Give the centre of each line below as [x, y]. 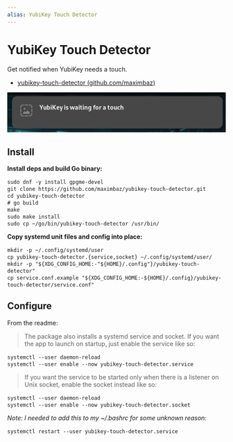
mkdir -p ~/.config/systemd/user [55, 250]
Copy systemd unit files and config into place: [75, 237]
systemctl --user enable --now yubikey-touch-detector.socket [99, 405]
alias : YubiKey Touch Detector [52, 15]
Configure [29, 306]
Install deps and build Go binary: [55, 168]
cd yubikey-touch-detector [46, 196]
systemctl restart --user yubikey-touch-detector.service [93, 431]
